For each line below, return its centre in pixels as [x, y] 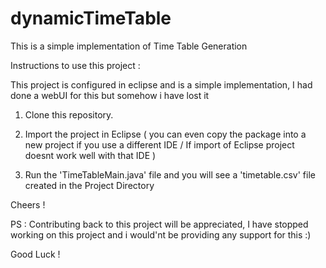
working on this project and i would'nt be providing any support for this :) [161, 234]
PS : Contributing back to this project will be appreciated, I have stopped [159, 224]
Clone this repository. [69, 114]
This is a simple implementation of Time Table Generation [129, 46]
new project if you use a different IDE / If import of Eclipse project [159, 144]
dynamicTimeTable [91, 18]
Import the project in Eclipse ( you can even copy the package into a [165, 134]
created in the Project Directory [89, 185]
